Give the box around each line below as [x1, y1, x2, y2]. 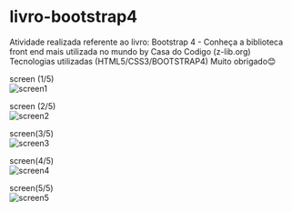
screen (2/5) [9, 100, 56, 111]
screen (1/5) [9, 73, 55, 84]
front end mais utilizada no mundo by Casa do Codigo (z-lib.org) [9, 45, 252, 56]
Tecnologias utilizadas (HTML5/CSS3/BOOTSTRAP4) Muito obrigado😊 [9, 55, 277, 66]
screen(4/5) [9, 155, 55, 166]
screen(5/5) [9, 182, 54, 193]
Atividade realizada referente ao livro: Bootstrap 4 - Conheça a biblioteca [9, 36, 284, 47]
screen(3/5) [9, 127, 55, 138]
